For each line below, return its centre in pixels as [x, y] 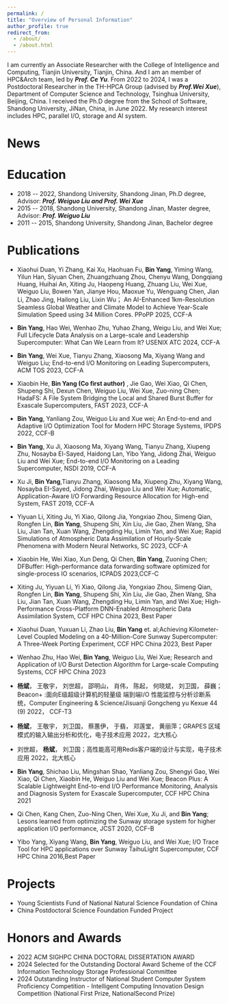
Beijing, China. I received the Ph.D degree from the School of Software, [107, 101]
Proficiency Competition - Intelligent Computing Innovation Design [110, 986]
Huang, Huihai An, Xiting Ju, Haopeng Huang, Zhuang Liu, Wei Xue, [112, 284]
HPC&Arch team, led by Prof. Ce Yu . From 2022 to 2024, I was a [98, 79]
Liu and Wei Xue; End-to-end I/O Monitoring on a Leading [98, 461]
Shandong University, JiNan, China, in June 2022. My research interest [107, 108]
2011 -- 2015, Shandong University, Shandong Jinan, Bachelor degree [115, 223]
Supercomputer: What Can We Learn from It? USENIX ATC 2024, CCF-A [118, 343]
